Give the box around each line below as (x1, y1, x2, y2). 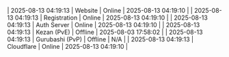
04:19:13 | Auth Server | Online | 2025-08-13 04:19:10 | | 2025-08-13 (7, 21, 200, 28)
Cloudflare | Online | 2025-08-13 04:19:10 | (7, 43, 129, 50)
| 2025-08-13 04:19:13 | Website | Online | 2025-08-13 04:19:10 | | (7, 7, 193, 14)
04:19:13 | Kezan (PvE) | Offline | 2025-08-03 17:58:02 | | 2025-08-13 (7, 28, 203, 36)
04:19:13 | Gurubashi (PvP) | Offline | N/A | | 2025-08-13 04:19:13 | (7, 35, 194, 43)
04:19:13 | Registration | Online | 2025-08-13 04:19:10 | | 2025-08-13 (14, 14, 208, 22)
